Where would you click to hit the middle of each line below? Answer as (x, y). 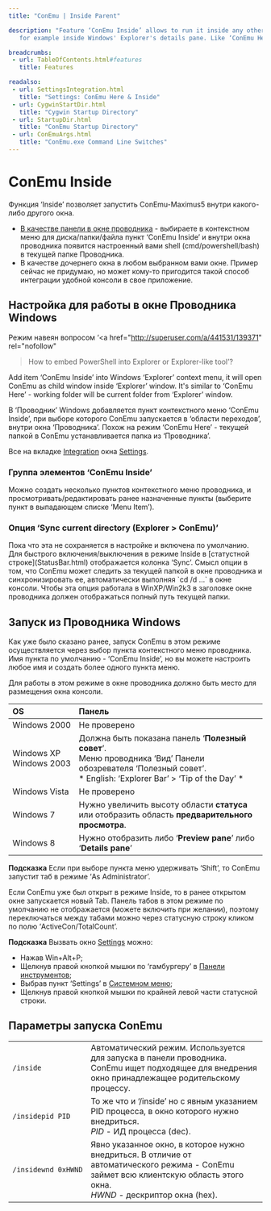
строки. (33, 1000)
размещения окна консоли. (56, 691)
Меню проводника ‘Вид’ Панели (142, 758)
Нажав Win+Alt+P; (51, 958)
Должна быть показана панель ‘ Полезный (163, 738)
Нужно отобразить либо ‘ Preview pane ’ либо (167, 838)
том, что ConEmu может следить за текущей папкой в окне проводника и (135, 571)
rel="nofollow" (33, 346)
